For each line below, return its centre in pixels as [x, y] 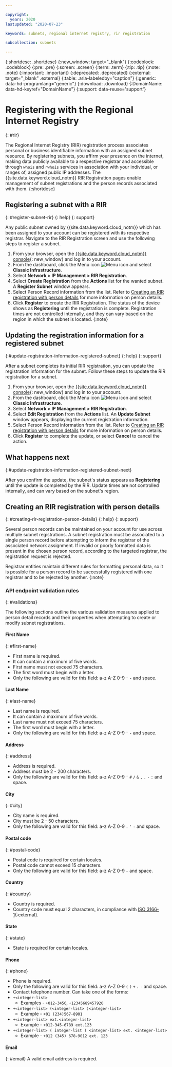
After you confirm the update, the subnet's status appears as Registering [83, 480]
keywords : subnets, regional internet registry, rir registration [78, 33]
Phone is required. [32, 981]
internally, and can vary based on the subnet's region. [62, 491]
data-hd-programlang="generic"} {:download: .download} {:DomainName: [84, 84]
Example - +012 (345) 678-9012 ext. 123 [64, 1036]
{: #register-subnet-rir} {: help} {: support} [50, 217]
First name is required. [36, 656]
